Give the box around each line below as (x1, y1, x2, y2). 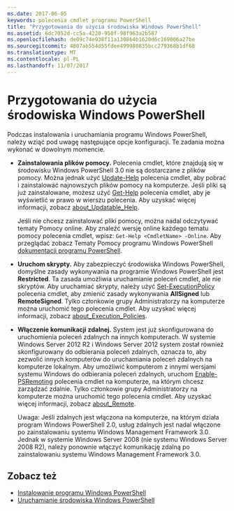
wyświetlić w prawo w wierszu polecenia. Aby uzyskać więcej (17, 195, 196, 204)
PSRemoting (17, 377, 54, 385)
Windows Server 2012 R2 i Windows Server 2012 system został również (17, 340, 224, 348)
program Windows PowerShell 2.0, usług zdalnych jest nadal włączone (17, 420, 221, 429)
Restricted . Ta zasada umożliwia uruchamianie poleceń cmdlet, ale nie (17, 274, 221, 283)
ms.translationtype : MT (7, 50, 77, 57)
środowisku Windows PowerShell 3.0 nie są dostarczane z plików (17, 165, 206, 175)
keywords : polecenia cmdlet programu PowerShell (7, 17, 152, 24)
